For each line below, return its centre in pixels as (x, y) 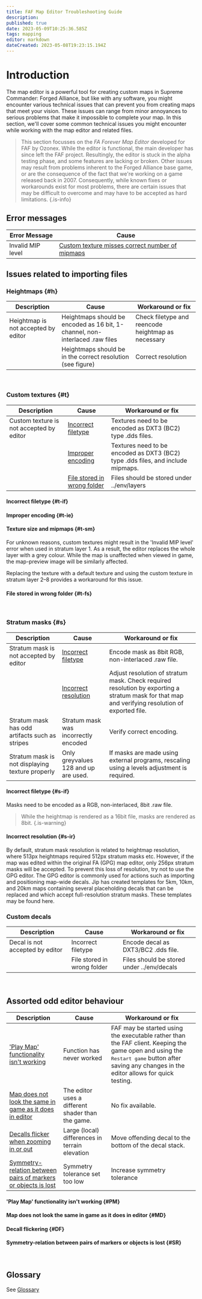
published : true (26, 23)
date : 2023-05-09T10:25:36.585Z (47, 29)
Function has (81, 1051)
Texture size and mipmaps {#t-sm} (51, 529)
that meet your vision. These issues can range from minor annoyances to (97, 111)
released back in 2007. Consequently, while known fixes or (94, 180)
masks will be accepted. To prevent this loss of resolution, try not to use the (100, 869)
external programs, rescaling (150, 760)
